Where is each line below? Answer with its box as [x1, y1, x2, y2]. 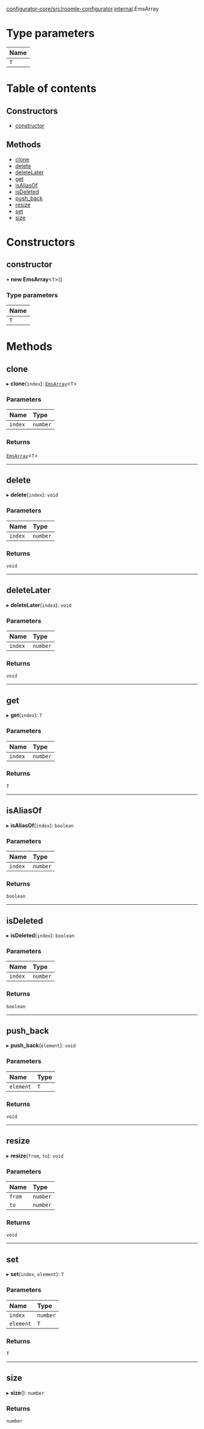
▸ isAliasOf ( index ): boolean [6, 821, 74, 829]
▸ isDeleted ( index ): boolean [6, 932, 75, 939]
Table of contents [6, 82, 97, 96]
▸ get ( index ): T [6, 712, 42, 719]
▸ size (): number [6, 1389, 44, 1396]
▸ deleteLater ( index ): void [6, 601, 72, 608]
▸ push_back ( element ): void [6, 1042, 76, 1049]
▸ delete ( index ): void [6, 491, 59, 499]
